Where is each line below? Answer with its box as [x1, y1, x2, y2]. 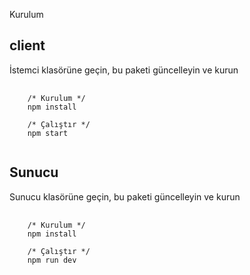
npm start [27, 128, 69, 138]
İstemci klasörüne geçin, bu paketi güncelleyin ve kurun [9, 64, 239, 76]
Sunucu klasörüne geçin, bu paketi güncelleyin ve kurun [9, 190, 241, 203]
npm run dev [27, 255, 77, 265]
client [9, 37, 46, 54]
